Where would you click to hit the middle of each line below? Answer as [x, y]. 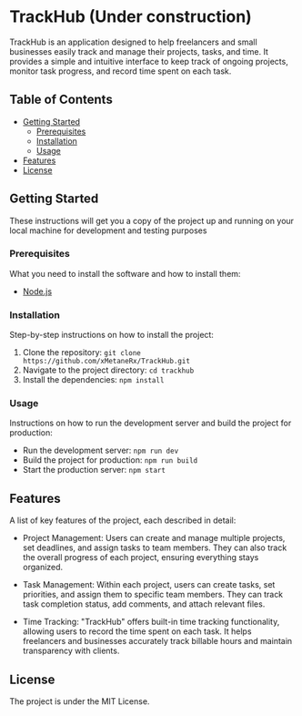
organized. [43, 568]
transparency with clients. [71, 651]
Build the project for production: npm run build [110, 460]
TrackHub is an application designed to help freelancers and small [133, 42]
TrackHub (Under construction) [131, 17]
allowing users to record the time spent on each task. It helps [137, 631]
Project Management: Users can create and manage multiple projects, [154, 538]
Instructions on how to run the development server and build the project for [151, 423]
